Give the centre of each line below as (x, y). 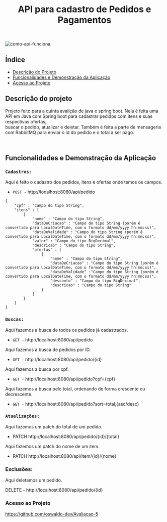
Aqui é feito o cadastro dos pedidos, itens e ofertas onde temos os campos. (84, 182)
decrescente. (19, 394)
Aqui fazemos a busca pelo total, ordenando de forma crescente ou (75, 388)
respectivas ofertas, (26, 121)
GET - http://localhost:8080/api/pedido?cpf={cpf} (64, 379)
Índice (15, 60)
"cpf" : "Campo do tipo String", (49, 206)
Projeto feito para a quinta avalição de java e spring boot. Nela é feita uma (82, 111)
